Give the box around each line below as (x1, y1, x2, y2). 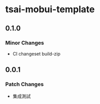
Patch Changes (5, 81, 44, 88)
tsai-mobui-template (5, 4, 95, 15)
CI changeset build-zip (12, 50, 61, 57)
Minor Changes (5, 39, 44, 46)
